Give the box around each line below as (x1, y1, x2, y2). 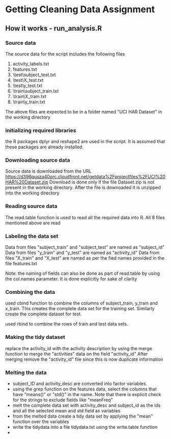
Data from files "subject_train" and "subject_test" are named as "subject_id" (5, 244, 165, 250)
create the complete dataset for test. (5, 311, 82, 317)
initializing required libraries (5, 127, 76, 134)
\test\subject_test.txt (12, 72, 56, 78)
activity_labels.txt (12, 60, 49, 67)
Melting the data (5, 369, 47, 376)
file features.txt (5, 261, 37, 267)
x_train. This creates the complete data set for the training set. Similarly (5, 306, 155, 312)
